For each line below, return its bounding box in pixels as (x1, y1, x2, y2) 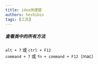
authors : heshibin (5, 12, 44, 17)
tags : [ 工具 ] (5, 17, 31, 22)
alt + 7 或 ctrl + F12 (5, 47, 51, 53)
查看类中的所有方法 (5, 33, 46, 39)
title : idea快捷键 (5, 7, 42, 13)
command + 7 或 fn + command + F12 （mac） (5, 53, 96, 59)
